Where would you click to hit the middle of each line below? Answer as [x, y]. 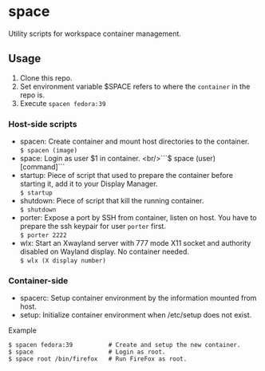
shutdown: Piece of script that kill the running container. [112, 201]
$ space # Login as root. [87, 352]
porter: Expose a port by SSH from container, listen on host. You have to [138, 218]
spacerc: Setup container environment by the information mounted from [138, 298]
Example [23, 330]
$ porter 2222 [43, 235]
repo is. [32, 95]
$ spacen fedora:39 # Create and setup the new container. [125, 345]
